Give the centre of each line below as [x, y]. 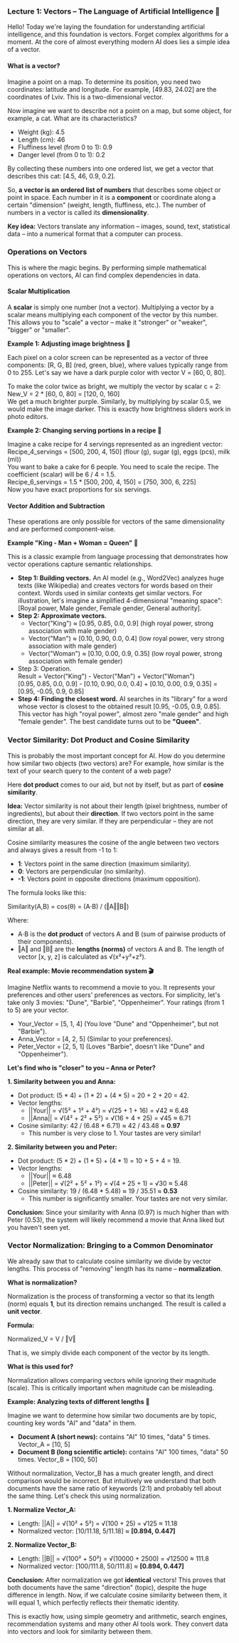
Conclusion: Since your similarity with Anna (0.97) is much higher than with [118, 1212]
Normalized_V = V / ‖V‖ [42, 1339]
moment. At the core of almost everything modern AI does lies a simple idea [119, 42]
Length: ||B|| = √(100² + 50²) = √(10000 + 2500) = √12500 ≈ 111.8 [113, 1558]
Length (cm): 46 [41, 139]
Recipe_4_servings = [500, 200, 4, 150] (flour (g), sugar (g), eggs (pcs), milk [119, 452]
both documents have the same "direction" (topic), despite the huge [107, 1587]
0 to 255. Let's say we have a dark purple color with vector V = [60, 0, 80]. [117, 372]
